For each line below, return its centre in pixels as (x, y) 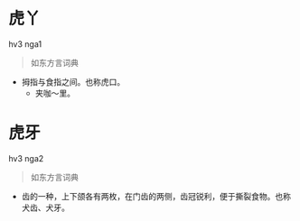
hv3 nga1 (25, 44)
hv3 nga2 (26, 158)
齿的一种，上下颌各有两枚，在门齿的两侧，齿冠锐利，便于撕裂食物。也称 (156, 196)
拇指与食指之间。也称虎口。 (73, 81)
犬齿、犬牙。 (45, 207)
